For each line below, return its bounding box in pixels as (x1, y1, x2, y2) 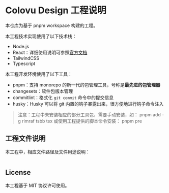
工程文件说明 (5, 134, 46, 143)
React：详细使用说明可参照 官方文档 (12, 49, 88, 55)
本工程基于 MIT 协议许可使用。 (5, 182, 70, 188)
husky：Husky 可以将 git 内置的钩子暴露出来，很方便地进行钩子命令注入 (12, 101, 164, 107)
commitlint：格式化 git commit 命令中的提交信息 (12, 94, 114, 101)
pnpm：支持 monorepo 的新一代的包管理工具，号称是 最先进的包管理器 (12, 82, 160, 88)
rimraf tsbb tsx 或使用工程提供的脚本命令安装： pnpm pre (22, 118, 143, 124)
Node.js (12, 43, 30, 49)
